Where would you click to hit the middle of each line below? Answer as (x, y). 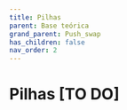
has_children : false (48, 42)
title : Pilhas (36, 17)
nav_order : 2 (33, 51)
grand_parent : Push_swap (55, 34)
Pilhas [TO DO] (64, 94)
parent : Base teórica (49, 26)
